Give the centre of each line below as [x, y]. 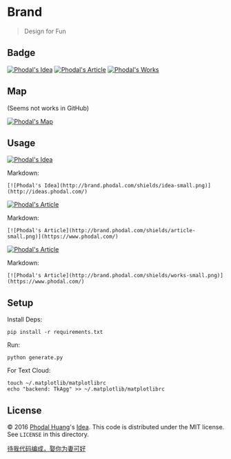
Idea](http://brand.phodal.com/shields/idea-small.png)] [128, 186]
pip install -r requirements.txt [55, 332]
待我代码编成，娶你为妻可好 [47, 449]
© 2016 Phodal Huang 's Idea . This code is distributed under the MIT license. [116, 427]
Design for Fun [45, 31]
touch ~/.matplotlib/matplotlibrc [57, 383]
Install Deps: [25, 319]
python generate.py [35, 358]
